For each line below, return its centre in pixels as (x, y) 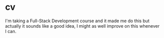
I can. (11, 31)
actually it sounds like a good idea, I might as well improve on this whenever (82, 26)
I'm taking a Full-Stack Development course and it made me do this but (77, 21)
